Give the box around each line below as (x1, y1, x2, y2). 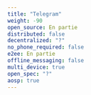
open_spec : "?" (7, 70, 53, 77)
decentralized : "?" (7, 37, 65, 44)
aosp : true (7, 76, 40, 84)
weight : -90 (7, 17, 43, 24)
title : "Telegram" (7, 10, 62, 18)
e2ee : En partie (7, 51, 55, 58)
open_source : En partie (7, 24, 78, 31)
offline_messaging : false (7, 57, 84, 64)
